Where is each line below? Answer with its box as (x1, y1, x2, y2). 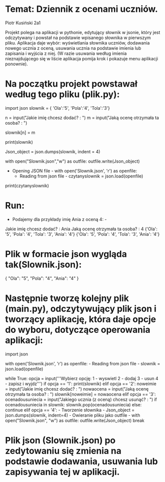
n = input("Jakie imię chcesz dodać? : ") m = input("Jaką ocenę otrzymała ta (5, 115, 159, 121)
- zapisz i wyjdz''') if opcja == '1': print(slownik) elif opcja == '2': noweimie (5, 381, 157, 387)
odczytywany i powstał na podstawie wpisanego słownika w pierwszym (5, 35, 151, 41)
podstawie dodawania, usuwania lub (5, 456, 158, 467)
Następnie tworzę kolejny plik (5, 293, 129, 304)
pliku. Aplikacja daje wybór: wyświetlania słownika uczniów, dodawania (5, 40, 150, 45)
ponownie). (5, 61, 28, 67)
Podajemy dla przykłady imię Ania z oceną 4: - (12, 216, 107, 222)
